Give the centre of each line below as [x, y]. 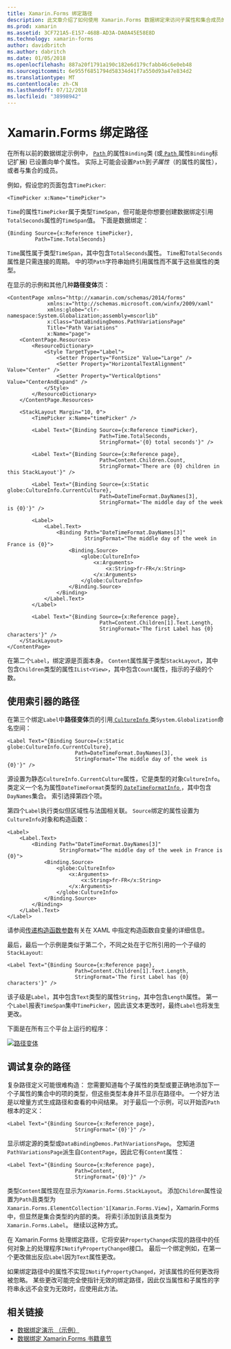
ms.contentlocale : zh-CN [43, 84]
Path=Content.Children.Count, [143, 460]
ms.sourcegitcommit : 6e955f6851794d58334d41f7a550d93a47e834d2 [100, 71]
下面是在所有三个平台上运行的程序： [58, 1028]
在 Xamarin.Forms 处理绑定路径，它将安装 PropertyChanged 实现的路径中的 [111, 1240]
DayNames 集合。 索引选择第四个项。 [57, 796]
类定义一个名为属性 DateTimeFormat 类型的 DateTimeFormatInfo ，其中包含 [109, 787]
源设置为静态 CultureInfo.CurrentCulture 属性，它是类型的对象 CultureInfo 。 [115, 779]
